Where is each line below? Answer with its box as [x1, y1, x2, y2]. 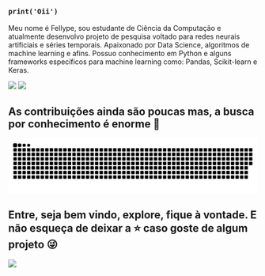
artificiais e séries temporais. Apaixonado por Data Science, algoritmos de [8, 40, 250, 50]
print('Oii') [8, 6, 59, 16]
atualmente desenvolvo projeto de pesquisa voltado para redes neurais [8, 32, 240, 41]
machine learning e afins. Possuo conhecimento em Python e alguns [8, 49, 232, 59]
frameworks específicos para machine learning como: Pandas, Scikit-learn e [8, 57, 258, 66]
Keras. [8, 66, 29, 75]
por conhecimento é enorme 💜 [8, 117, 161, 130]
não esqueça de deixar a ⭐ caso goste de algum [8, 221, 248, 235]
